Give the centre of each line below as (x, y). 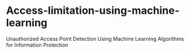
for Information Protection (37, 45)
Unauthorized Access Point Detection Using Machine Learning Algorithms (95, 39)
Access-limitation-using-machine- (93, 11)
